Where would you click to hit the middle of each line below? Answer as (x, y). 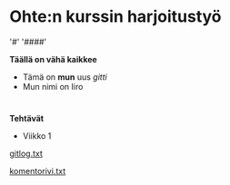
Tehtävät (26, 119)
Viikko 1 (37, 136)
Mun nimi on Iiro (53, 86)
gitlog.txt (26, 154)
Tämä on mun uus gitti (65, 77)
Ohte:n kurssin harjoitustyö (115, 17)
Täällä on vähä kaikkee (53, 59)
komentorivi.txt (38, 171)
